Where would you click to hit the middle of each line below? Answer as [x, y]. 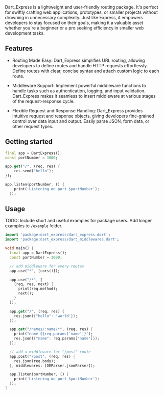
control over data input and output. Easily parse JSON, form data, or [81, 121]
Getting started [29, 142]
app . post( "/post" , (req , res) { [43, 356]
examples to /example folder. [34, 226]
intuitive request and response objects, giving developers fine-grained [83, 116]
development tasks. [25, 33]
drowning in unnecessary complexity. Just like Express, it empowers [74, 17]
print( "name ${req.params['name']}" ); [53, 334]
